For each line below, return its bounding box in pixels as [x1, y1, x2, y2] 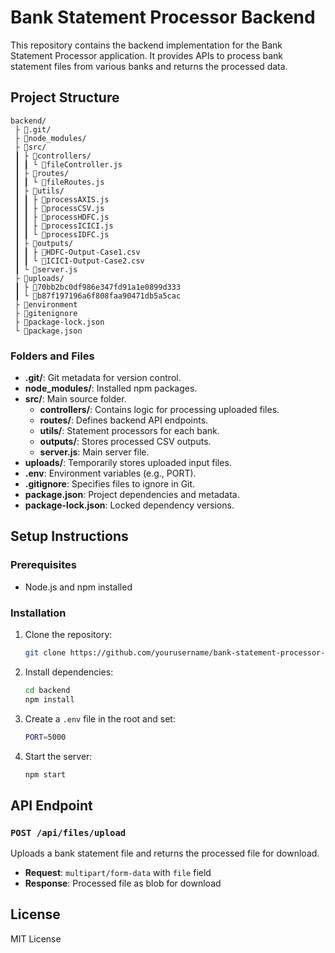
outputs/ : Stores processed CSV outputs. [39, 436, 212, 448]
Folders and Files [10, 349, 95, 363]
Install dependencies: [24, 666, 114, 678]
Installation [10, 606, 67, 620]
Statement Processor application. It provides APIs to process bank [10, 49, 284, 61]
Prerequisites [10, 558, 77, 572]
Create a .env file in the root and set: [24, 712, 176, 725]
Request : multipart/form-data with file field [24, 867, 212, 879]
